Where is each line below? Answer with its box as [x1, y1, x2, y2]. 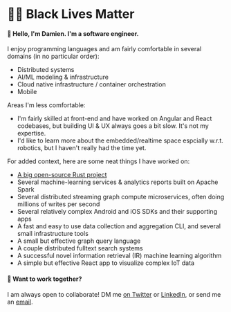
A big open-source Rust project [17, 171, 107, 179]
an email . [7, 297, 33, 306]
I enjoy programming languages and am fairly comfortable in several [7, 45, 202, 53]
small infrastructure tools [17, 230, 89, 238]
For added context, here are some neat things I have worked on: [7, 157, 190, 165]
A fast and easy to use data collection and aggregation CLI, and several [17, 222, 221, 230]
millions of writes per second [17, 200, 100, 208]
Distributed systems [17, 66, 75, 74]
